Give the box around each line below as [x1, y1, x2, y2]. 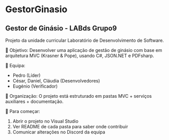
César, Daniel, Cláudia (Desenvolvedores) [12, 78, 100, 83]
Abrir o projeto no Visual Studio [12, 118, 79, 124]
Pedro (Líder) [12, 72, 41, 78]
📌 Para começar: [5, 108, 41, 114]
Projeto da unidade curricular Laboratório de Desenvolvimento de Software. [5, 37, 164, 43]
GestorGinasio [5, 4, 68, 15]
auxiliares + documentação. [5, 98, 64, 104]
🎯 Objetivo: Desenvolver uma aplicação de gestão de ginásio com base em [5, 47, 162, 53]
